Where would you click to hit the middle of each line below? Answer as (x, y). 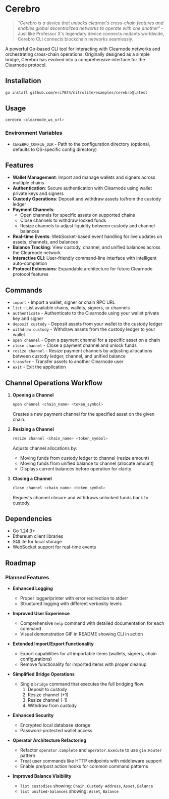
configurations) (36, 659)
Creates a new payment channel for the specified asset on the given (83, 414)
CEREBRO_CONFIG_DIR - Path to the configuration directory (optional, (81, 144)
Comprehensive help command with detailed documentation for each (92, 623)
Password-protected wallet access (56, 731)
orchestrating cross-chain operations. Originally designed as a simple (77, 54)
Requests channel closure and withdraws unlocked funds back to (80, 497)
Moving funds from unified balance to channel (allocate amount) (87, 463)
